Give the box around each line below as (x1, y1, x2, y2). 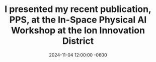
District (62, 35, 94, 47)
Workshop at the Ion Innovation (11, 25, 145, 36)
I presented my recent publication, (4, 3, 152, 15)
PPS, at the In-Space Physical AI (9, 14, 147, 25)
